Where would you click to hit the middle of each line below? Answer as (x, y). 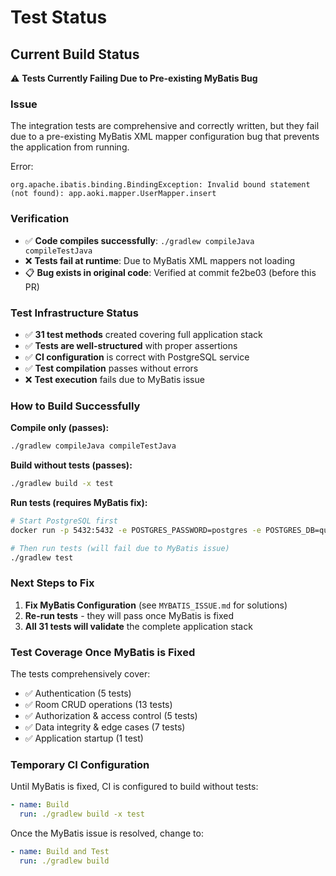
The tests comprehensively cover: (80, 674)
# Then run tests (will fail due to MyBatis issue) (120, 548)
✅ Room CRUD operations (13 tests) (98, 705)
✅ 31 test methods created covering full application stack (143, 334)
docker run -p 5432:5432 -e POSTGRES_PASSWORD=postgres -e (136, 530)
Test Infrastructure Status (74, 313)
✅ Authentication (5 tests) (78, 693)
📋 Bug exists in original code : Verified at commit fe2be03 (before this (170, 272)
